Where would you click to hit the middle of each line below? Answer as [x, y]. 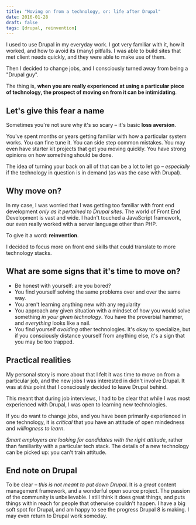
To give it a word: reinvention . [42, 235]
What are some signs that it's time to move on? [93, 272]
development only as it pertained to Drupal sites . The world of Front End [93, 211]
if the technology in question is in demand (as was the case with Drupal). [94, 173]
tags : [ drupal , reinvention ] [42, 28]
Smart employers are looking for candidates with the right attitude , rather [94, 440]
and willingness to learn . [36, 428]
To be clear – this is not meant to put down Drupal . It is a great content [91, 484]
